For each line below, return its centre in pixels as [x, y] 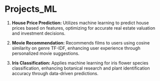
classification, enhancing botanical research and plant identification [81, 68]
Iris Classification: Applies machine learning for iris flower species [80, 63]
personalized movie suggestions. [46, 53]
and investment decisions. [38, 33]
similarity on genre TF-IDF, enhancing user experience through [76, 48]
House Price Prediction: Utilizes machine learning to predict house [80, 23]
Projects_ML [31, 9]
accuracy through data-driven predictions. [55, 73]
